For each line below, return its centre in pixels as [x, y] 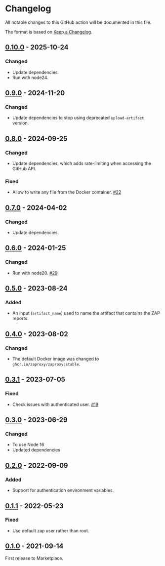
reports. [20, 319]
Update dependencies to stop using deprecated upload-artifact [78, 118]
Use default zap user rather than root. [51, 530]
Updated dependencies [36, 450]
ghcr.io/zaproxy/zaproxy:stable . [46, 364]
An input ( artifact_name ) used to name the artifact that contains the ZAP [86, 313]
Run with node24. [30, 78]
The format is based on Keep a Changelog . [49, 32]
